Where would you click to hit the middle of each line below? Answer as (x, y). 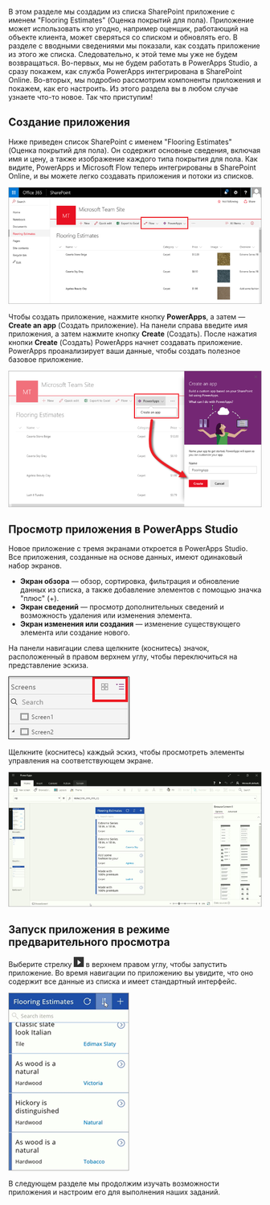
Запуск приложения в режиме (89, 929)
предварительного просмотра (89, 942)
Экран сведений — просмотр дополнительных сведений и (122, 607)
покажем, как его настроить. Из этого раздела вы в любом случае (123, 88)
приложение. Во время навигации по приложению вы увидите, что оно (131, 973)
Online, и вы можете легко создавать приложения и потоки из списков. (131, 175)
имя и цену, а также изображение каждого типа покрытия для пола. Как (133, 158)
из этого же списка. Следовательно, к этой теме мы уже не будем (123, 54)
